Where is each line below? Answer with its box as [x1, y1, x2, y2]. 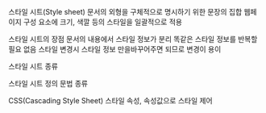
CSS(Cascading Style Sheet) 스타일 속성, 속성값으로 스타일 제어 [8, 96, 213, 105]
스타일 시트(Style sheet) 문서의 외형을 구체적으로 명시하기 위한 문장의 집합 [8, 7, 243, 16]
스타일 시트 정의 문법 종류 [8, 79, 89, 88]
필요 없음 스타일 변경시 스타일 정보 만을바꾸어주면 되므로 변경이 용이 [8, 44, 222, 54]
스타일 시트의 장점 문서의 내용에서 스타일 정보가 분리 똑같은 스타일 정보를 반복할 [8, 35, 258, 44]
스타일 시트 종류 [8, 61, 59, 71]
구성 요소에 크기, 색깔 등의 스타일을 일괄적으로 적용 [23, 17, 183, 27]
